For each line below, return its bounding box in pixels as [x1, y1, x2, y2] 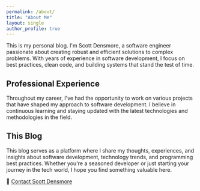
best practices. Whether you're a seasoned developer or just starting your [6, 160, 189, 167]
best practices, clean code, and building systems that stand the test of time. [6, 61, 194, 68]
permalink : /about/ [6, 8, 55, 15]
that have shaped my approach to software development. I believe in [6, 101, 176, 108]
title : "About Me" [6, 14, 52, 20]
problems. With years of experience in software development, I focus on [6, 55, 185, 62]
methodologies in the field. [6, 114, 73, 121]
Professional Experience [6, 79, 100, 89]
